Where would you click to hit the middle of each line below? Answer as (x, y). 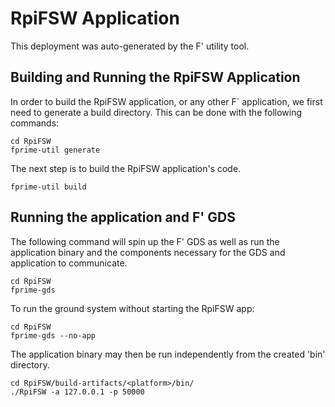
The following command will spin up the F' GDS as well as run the (145, 241)
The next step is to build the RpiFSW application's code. (126, 168)
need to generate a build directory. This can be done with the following (156, 112)
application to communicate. (69, 263)
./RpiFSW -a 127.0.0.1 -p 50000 (77, 392)
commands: (35, 123)
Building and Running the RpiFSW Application (155, 77)
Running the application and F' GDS (123, 217)
